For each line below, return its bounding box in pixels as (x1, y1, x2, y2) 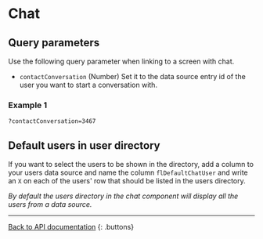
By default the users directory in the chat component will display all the (8, 191, 239, 201)
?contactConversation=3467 (8, 118, 96, 125)
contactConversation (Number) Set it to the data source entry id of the (19, 72, 247, 81)
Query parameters (8, 36, 100, 49)
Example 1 (8, 100, 48, 110)
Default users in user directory (8, 139, 160, 152)
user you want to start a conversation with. (19, 80, 158, 89)
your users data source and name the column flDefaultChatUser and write (8, 168, 248, 177)
